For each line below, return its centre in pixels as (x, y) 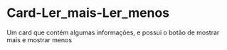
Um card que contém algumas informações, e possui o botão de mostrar (113, 32)
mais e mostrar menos (39, 39)
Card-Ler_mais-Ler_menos (88, 13)
